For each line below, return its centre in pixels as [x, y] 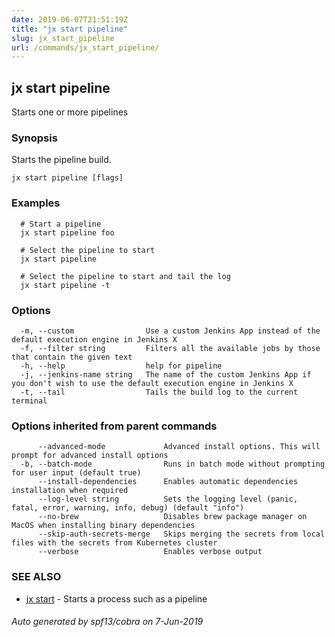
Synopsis [34, 138]
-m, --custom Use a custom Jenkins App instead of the [170, 331]
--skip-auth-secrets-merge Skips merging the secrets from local [181, 534]
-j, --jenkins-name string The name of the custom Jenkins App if [166, 374]
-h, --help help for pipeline [121, 366]
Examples [36, 203]
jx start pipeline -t [65, 285]
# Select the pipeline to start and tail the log [125, 276]
